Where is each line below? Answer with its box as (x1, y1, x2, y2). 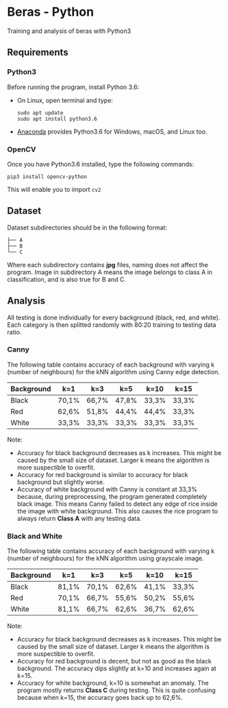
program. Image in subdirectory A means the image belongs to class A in (7, 268, 213, 276)
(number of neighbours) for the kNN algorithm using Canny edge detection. (7, 367, 220, 376)
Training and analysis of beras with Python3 (7, 27, 131, 35)
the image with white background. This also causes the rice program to (16, 506, 218, 515)
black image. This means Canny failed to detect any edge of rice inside (16, 500, 218, 508)
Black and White (7, 531, 63, 541)
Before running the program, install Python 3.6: (7, 83, 140, 91)
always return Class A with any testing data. (16, 514, 142, 522)
